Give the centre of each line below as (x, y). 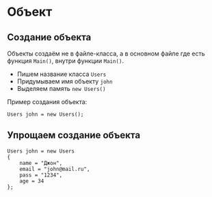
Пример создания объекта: (47, 102)
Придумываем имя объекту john (65, 81)
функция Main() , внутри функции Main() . (66, 61)
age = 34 (32, 181)
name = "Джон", (41, 163)
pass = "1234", (41, 175)
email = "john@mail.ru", (55, 169)
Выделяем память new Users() (61, 89)
